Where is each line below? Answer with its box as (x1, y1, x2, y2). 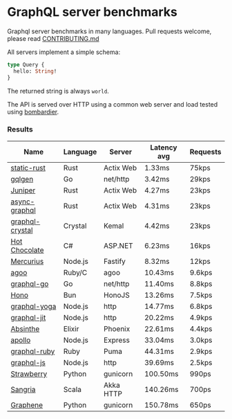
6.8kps (189, 301, 213, 311)
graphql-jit (10, 312, 46, 322)
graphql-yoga (10, 301, 57, 311)
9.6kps (189, 267, 213, 277)
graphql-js (10, 357, 46, 367)
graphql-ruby (10, 346, 55, 356)
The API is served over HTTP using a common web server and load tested (7, 100, 218, 108)
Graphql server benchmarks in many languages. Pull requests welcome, (7, 27, 212, 35)
